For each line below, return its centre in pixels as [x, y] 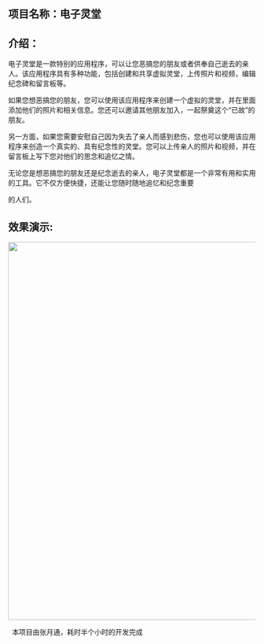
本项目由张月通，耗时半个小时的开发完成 [77, 632]
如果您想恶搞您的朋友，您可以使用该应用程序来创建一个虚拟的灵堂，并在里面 [132, 100]
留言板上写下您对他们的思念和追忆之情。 [73, 157]
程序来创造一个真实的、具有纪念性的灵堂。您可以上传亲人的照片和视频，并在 [132, 146]
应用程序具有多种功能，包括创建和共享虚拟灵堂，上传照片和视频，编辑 [142, 74]
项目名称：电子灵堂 [55, 14]
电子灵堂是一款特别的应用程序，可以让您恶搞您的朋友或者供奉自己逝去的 [125, 64]
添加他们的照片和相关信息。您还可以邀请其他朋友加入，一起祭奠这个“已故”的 [132, 110]
